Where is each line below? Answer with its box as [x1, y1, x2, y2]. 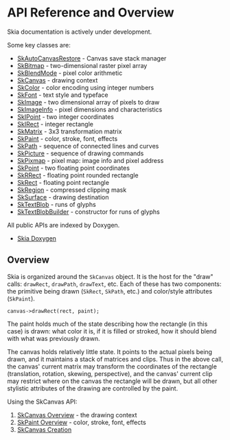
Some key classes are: [7, 41, 71, 49]
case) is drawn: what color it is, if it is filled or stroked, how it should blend [7, 327, 217, 335]
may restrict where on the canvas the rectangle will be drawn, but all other [7, 377, 218, 385]
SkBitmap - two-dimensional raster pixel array [16, 61, 148, 69]
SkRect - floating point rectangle [16, 178, 110, 186]
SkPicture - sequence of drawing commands [16, 149, 144, 157]
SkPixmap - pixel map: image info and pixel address [16, 156, 164, 164]
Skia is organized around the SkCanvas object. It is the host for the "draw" [7, 272, 214, 280]
